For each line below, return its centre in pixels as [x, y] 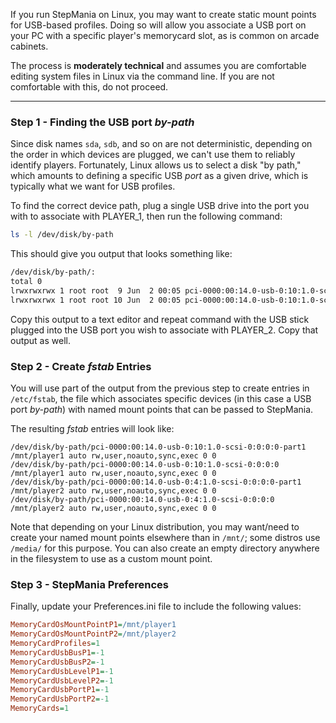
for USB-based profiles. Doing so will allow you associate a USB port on [158, 25]
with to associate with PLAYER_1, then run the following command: [146, 216]
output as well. [40, 340]
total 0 [26, 282]
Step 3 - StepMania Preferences [90, 584]
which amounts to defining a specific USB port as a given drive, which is [159, 176]
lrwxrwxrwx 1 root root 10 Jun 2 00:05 [96, 300]
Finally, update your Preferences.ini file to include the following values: [156, 606]
